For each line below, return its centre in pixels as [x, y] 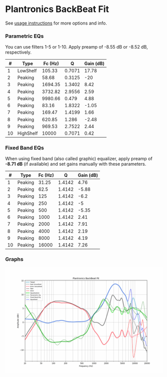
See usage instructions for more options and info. [56, 23]
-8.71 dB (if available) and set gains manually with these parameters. [76, 164]
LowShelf [27, 71]
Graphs [14, 259]
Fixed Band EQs [24, 148]
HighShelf [27, 133]
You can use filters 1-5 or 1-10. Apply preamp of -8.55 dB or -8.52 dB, [77, 47]
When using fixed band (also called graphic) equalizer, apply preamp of [79, 159]
